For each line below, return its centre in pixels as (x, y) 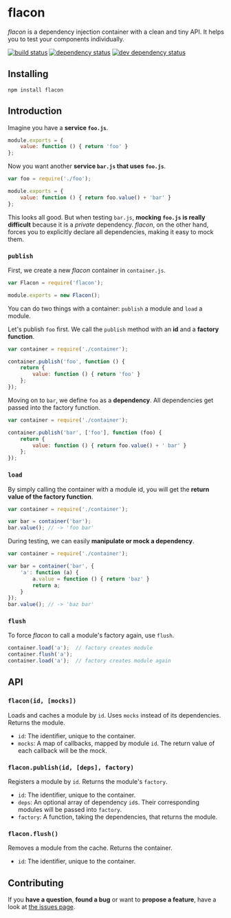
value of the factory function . (51, 497)
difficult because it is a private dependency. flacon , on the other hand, (108, 225)
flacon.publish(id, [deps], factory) (71, 767)
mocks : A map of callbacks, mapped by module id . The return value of (116, 743)
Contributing (36, 883)
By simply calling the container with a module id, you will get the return (109, 489)
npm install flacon (36, 90)
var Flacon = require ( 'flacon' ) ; (56, 283)
